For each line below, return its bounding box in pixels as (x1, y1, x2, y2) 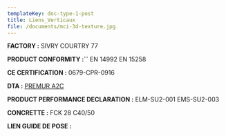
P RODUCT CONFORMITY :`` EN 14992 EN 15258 (7, 55, 147, 64)
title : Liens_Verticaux (7, 17, 76, 23)
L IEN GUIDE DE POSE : (7, 122, 72, 130)
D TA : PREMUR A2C (7, 82, 64, 90)
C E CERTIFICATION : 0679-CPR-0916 (7, 68, 115, 77)
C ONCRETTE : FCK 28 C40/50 (7, 108, 95, 117)
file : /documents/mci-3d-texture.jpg (7, 23, 116, 30)
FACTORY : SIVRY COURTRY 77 (7, 42, 98, 50)
